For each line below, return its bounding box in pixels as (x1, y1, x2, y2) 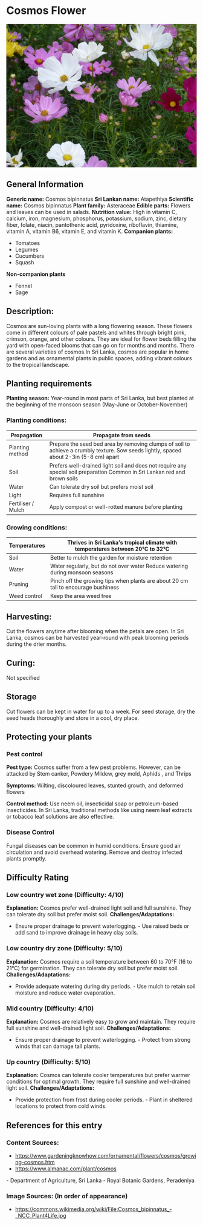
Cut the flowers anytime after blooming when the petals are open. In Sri (6, 628, 184, 635)
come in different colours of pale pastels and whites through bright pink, (6, 329, 186, 336)
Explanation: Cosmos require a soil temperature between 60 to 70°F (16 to (6, 958, 192, 965)
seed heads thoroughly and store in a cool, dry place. (6, 714, 140, 722)
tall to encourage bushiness (50, 583, 120, 591)
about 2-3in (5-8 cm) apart (49, 453, 120, 461)
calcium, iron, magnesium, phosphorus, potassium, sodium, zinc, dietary (6, 215, 187, 222)
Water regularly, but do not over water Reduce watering (50, 562, 188, 570)
